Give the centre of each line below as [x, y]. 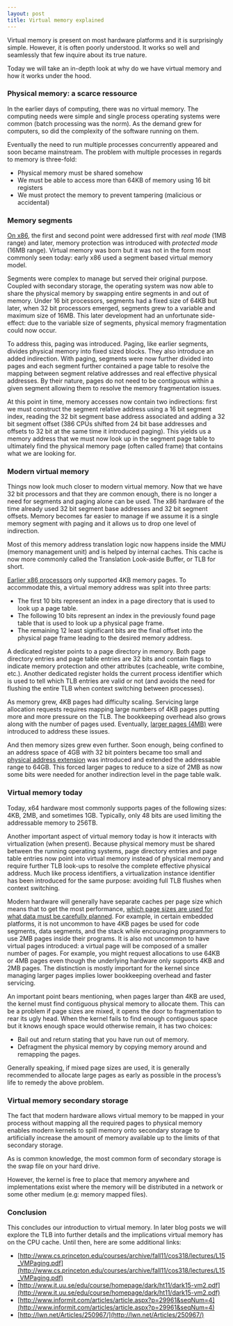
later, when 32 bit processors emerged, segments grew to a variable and [111, 308]
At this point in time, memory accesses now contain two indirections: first [112, 402]
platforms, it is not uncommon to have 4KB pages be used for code [103, 924]
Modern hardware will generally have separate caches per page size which [115, 901]
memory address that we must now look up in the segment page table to [111, 439]
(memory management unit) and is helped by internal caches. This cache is [115, 552]
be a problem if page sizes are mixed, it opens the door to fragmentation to [115, 1011]
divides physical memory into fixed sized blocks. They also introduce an [111, 352]
